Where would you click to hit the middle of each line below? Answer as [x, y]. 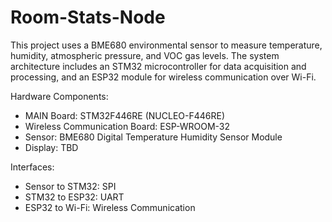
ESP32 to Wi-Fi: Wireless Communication [110, 207]
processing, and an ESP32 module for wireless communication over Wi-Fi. [163, 77]
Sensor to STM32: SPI [70, 186]
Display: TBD [51, 147]
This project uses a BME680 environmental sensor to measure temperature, [166, 45]
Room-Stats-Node [88, 17]
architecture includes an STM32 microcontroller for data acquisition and [158, 66]
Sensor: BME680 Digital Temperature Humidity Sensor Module [153, 137]
